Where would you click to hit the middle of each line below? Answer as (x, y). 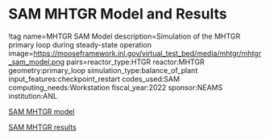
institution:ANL (33, 96)
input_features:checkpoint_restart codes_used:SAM (94, 79)
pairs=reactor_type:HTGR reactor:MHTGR (135, 62)
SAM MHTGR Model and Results (118, 14)
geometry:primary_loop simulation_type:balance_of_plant (103, 70)
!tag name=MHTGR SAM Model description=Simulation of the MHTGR (125, 36)
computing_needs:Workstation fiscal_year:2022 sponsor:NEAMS (116, 87)
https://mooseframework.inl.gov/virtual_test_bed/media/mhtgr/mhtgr (147, 53)
